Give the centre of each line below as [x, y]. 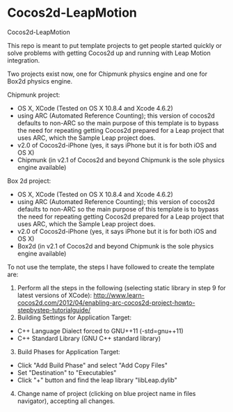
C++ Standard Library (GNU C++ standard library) [89, 338]
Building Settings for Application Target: [74, 317]
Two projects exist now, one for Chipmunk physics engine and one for [107, 74]
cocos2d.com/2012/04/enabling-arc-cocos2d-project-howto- [106, 302]
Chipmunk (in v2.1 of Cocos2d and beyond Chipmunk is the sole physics [121, 160]
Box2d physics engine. [40, 81]
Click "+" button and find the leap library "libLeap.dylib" [97, 380]
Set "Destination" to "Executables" [67, 372]
